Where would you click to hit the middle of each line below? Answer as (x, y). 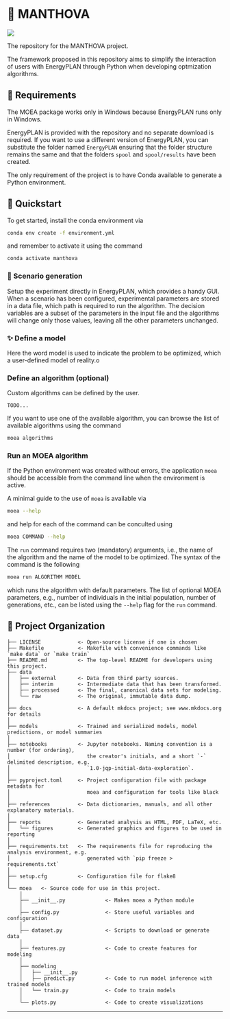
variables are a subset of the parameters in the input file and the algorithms (113, 313)
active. (16, 485)
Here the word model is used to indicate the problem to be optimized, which (114, 353)
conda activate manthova (42, 259)
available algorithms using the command (64, 425)
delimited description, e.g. (49, 762)
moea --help (24, 511)
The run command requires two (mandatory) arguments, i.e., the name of (110, 550)
